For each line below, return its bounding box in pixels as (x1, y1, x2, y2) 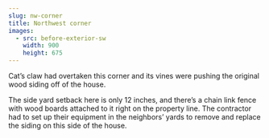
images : (8, 26, 35, 34)
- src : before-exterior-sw (15, 34, 106, 43)
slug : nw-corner (8, 11, 63, 20)
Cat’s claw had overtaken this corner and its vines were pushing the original (8, 71, 260, 80)
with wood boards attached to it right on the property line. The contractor (8, 103, 252, 113)
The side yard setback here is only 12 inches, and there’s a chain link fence (8, 95, 257, 104)
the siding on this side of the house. (8, 121, 127, 130)
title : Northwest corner (8, 19, 92, 27)
